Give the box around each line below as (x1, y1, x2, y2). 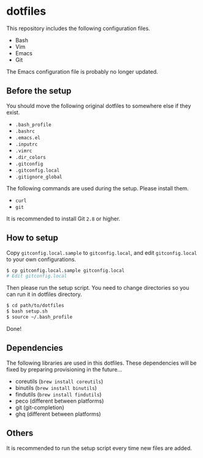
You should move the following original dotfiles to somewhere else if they (6, 102, 191, 109)
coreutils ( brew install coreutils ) (15, 378, 104, 385)
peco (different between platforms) (15, 397, 104, 405)
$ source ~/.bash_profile (6, 314, 72, 320)
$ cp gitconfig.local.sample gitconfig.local (6, 267, 124, 274)
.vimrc (15, 147, 33, 154)
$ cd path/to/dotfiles (6, 303, 64, 309)
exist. (6, 109, 20, 116)
